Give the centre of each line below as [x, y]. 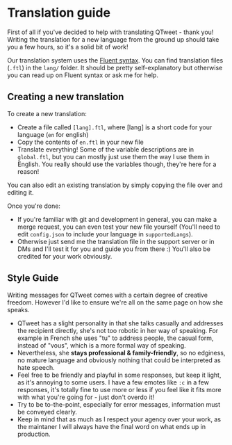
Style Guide [33, 278]
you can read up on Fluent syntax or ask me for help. [83, 75]
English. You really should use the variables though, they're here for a [117, 164]
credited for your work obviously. [65, 256]
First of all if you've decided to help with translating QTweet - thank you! [110, 32]
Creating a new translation [66, 97]
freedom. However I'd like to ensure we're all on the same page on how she [115, 302]
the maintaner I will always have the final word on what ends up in [111, 426]
